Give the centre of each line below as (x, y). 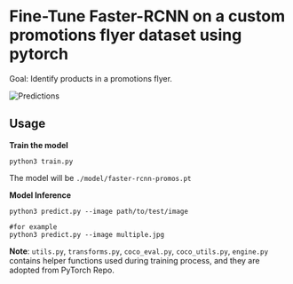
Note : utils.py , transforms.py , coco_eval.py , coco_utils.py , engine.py (139, 251)
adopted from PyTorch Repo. (62, 270)
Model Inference (40, 195)
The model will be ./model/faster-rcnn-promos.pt (100, 177)
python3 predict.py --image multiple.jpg (87, 234)
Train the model (39, 145)
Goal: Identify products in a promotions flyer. (91, 78)
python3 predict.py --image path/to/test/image (99, 211)
